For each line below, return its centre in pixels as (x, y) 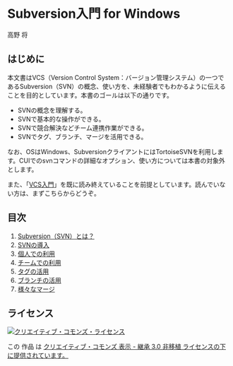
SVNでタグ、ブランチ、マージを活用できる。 (82, 136)
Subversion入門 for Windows (94, 14)
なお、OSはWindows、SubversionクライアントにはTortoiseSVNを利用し (112, 151)
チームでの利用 (39, 262)
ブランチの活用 (39, 280)
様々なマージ (36, 289)
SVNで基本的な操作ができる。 (61, 119)
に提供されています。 (38, 355)
